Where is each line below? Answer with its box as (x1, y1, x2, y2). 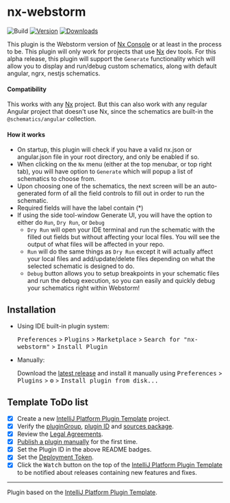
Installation (7, 304, 56, 315)
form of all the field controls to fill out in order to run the (47, 189, 205, 197)
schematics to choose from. (16, 175, 97, 183)
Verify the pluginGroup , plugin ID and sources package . (16, 422, 175, 430)
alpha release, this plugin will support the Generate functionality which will (7, 54, 216, 62)
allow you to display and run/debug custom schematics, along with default (7, 62, 217, 70)
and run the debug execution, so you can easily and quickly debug (27, 277, 216, 285)
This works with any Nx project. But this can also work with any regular (7, 100, 207, 108)
